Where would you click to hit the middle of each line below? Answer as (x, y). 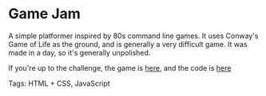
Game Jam (45, 14)
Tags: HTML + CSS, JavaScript (59, 83)
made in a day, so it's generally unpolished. (79, 52)
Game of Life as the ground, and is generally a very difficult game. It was (128, 44)
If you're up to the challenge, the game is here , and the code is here (120, 67)
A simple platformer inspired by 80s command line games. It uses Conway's (133, 36)
